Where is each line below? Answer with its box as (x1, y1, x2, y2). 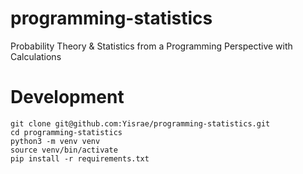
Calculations (10, 50, 62, 62)
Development (10, 86, 125, 109)
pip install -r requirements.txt (10, 153, 150, 164)
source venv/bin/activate (10, 145, 118, 155)
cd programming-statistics (10, 127, 123, 137)
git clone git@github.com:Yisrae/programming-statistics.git (10, 118, 271, 129)
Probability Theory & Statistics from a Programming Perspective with (10, 40, 293, 52)
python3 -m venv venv (10, 136, 101, 146)
